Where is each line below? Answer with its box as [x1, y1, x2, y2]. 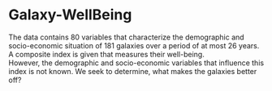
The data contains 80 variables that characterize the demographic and [8, 32, 245, 42]
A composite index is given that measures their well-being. [8, 49, 205, 59]
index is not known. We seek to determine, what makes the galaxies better [8, 66, 257, 76]
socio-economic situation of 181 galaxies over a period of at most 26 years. [8, 40, 260, 50]
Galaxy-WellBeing [8, 6, 132, 24]
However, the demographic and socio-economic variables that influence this [8, 58, 265, 68]
